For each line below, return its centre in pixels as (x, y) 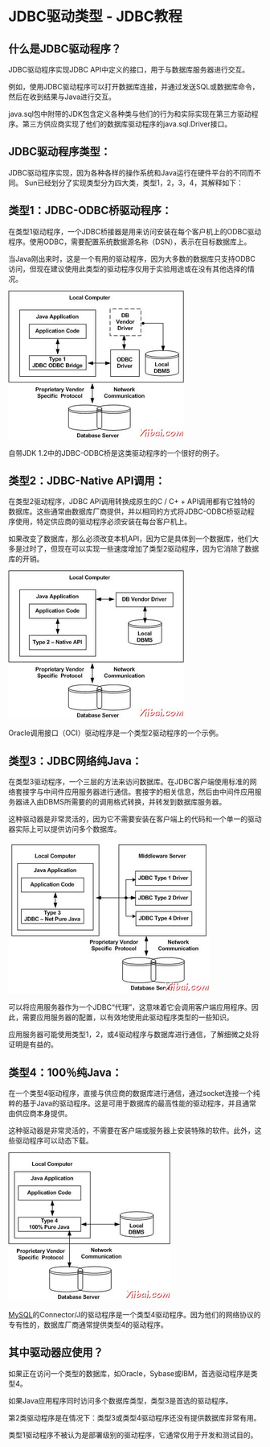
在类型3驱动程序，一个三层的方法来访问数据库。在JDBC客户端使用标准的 (129, 782)
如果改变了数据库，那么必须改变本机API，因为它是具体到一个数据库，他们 (130, 539)
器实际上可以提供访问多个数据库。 (65, 829)
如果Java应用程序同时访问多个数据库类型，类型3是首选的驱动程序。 (121, 1400)
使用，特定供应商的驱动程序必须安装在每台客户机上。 (103, 522)
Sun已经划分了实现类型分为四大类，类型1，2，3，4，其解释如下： (133, 183)
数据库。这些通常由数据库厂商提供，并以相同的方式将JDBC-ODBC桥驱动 (128, 511)
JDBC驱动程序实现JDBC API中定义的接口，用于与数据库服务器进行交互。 (129, 70)
